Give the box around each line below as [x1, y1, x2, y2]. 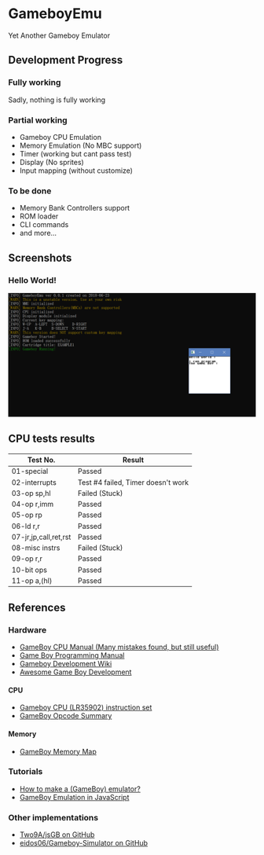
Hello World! [8, 274, 57, 285]
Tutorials [8, 766, 43, 777]
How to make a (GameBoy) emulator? [19, 783, 141, 794]
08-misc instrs [11, 543, 60, 552]
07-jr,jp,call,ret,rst [11, 532, 71, 541]
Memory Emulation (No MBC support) [19, 141, 142, 150]
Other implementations [8, 812, 99, 823]
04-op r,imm [11, 500, 53, 509]
